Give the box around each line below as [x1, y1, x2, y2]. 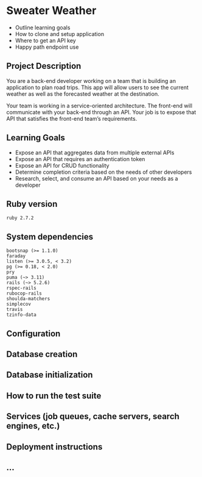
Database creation [6, 349, 78, 359]
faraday [6, 253, 26, 259]
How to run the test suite [6, 390, 102, 401]
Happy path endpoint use [15, 43, 79, 51]
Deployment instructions [6, 442, 103, 452]
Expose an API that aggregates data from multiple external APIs [15, 149, 175, 156]
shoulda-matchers [6, 296, 50, 302]
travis [6, 306, 23, 313]
